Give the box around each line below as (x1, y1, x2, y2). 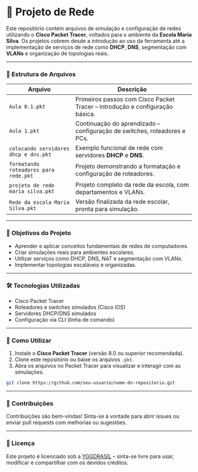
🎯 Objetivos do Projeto (6, 229, 71, 237)
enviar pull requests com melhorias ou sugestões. (6, 419, 127, 426)
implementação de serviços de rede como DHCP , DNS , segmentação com (6, 44, 187, 51)
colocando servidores (9, 146, 70, 152)
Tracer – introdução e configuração (75, 103, 173, 111)
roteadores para (9, 167, 55, 173)
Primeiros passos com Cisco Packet (75, 95, 175, 104)
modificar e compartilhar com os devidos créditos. (6, 459, 128, 466)
